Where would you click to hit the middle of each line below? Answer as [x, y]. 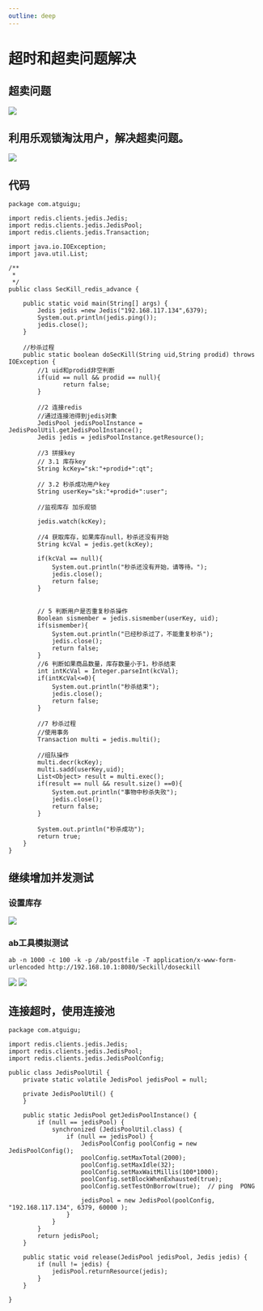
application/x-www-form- [195, 961]
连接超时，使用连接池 [62, 1011]
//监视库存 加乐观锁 [67, 508]
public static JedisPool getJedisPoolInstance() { [110, 1115]
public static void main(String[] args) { [95, 304]
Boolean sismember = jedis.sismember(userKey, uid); [128, 619]
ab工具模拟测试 [38, 943]
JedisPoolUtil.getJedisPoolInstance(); [76, 431]
